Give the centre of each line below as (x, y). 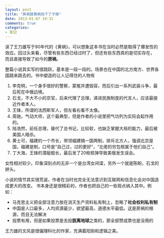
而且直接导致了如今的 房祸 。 (33, 59)
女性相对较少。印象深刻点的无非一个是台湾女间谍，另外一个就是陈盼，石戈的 (82, 163)
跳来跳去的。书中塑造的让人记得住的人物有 (52, 75)
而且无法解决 (34, 214)
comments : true (20, 23)
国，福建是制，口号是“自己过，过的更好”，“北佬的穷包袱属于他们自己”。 (84, 147)
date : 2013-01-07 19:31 (29, 19)
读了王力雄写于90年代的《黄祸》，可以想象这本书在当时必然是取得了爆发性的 (82, 47)
